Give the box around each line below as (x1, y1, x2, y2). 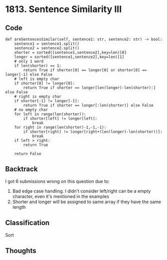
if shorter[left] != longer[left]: (23, 116, 98, 121)
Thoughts (5, 246, 37, 255)
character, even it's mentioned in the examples (12, 193, 109, 199)
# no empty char (14, 107, 49, 112)
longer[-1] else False (5, 72, 53, 77)
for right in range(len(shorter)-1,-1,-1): (14, 125, 107, 130)
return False (14, 151, 42, 156)
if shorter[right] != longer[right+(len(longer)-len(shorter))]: (23, 129, 163, 134)
